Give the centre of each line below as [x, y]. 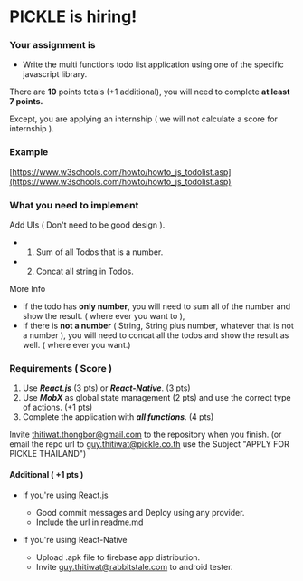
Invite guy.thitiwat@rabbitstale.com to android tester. [134, 566]
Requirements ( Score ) [61, 368]
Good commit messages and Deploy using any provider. [140, 512]
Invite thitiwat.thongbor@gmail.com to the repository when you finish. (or [146, 435]
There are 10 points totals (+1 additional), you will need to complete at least [150, 92]
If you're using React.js [65, 495]
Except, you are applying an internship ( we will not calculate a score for [144, 119]
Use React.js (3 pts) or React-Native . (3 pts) [107, 388]
